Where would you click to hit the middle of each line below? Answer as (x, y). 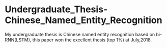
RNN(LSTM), (18, 40)
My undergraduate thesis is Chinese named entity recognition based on (80, 34)
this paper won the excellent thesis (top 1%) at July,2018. (92, 40)
